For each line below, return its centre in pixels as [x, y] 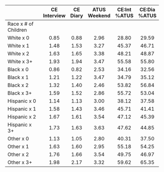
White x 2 [19, 54]
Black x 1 [18, 77]
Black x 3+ [20, 93]
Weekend [99, 16]
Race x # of [20, 24]
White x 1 [19, 46]
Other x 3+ [20, 162]
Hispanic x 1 [22, 109]
